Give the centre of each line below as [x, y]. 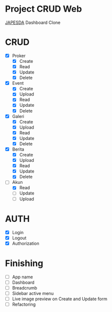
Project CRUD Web [44, 9]
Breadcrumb [25, 288]
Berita [18, 149]
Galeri [18, 116]
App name [22, 277]
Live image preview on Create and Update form [60, 299]
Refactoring [24, 304]
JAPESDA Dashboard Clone [33, 22]
